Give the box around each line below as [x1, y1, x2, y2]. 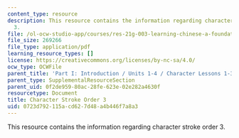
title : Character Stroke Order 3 [7, 97, 107, 104]
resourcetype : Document [7, 90, 78, 97]
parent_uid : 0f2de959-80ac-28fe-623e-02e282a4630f [7, 83, 161, 90]
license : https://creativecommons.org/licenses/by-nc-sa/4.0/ [7, 57, 196, 64]
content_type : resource [7, 10, 78, 18]
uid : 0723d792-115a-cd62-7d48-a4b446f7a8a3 [7, 103, 139, 110]
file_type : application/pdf [7, 43, 91, 51]
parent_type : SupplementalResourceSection [7, 76, 135, 84]
